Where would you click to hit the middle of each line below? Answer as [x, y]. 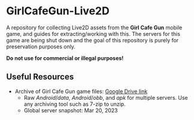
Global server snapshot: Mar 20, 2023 [71, 110]
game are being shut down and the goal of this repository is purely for [93, 40]
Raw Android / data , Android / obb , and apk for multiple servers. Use [106, 97]
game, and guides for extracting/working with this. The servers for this [93, 33]
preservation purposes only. [41, 47]
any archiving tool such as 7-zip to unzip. [75, 104]
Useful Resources [40, 77]
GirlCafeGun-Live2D [58, 11]
